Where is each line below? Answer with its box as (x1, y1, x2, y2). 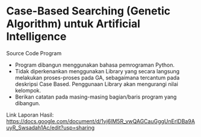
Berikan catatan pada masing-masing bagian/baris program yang (14, 93, 177, 100)
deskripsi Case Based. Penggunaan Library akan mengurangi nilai (14, 80, 179, 88)
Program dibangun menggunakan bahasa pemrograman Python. (14, 61, 175, 68)
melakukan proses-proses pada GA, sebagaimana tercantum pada (14, 74, 180, 81)
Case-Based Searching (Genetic (6, 4, 171, 18)
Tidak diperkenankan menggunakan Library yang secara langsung (14, 67, 180, 75)
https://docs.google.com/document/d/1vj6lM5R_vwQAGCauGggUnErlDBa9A (6, 117, 196, 124)
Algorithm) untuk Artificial (6, 17, 140, 31)
